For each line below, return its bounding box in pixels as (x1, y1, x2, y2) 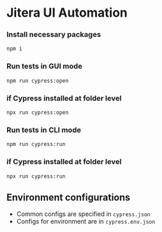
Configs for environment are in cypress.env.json (16, 217, 156, 226)
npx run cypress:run (6, 172, 66, 180)
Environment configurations (6, 192, 131, 204)
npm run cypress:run (6, 141, 66, 148)
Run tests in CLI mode (6, 125, 81, 135)
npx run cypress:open (6, 109, 69, 116)
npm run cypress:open (6, 77, 69, 84)
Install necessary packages (6, 30, 101, 40)
